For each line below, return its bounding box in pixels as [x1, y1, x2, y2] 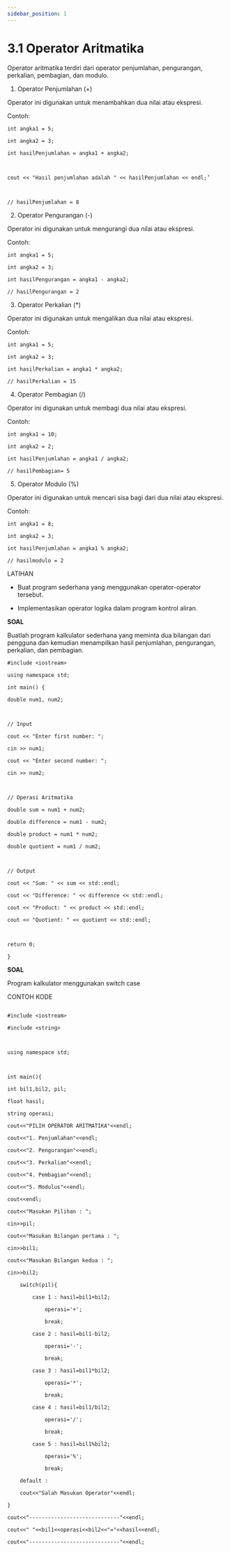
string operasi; [7, 1110, 54, 1117]
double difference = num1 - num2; [7, 818, 108, 825]
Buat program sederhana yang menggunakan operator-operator [17, 583, 201, 591]
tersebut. [17, 590, 44, 599]
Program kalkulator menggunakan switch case [7, 978, 141, 987]
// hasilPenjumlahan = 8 [7, 199, 79, 206]
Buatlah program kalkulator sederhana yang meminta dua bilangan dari [7, 631, 211, 639]
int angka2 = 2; [7, 443, 54, 450]
